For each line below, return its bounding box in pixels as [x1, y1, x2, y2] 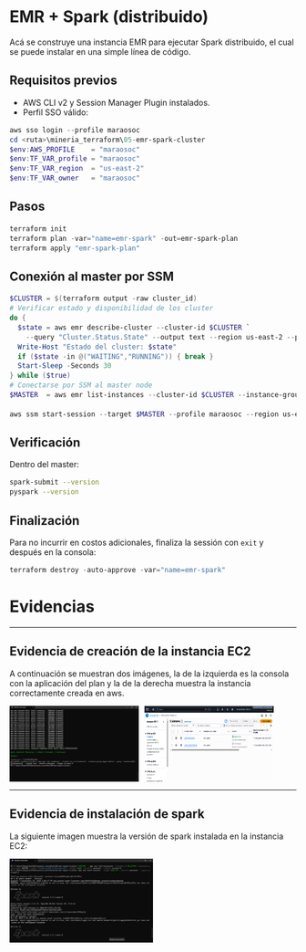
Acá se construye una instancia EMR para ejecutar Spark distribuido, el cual [9, 37, 294, 47]
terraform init [9, 224, 67, 234]
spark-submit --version [9, 477, 100, 487]
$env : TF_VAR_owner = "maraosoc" [9, 173, 141, 183]
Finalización [9, 513, 80, 528]
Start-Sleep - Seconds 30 [17, 361, 112, 371]
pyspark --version [9, 487, 79, 497]
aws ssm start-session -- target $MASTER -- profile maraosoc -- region [9, 409, 280, 419]
